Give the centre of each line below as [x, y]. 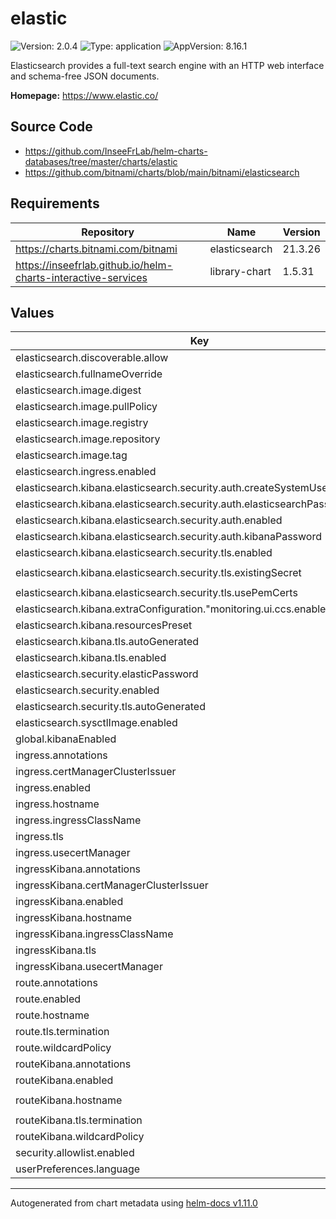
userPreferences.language [78, 1169]
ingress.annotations [61, 755]
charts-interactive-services [81, 277]
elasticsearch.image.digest [78, 390]
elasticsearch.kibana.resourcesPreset [104, 625]
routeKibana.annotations [73, 1064]
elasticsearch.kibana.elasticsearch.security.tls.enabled [144, 553]
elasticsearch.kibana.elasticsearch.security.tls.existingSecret [158, 573]
